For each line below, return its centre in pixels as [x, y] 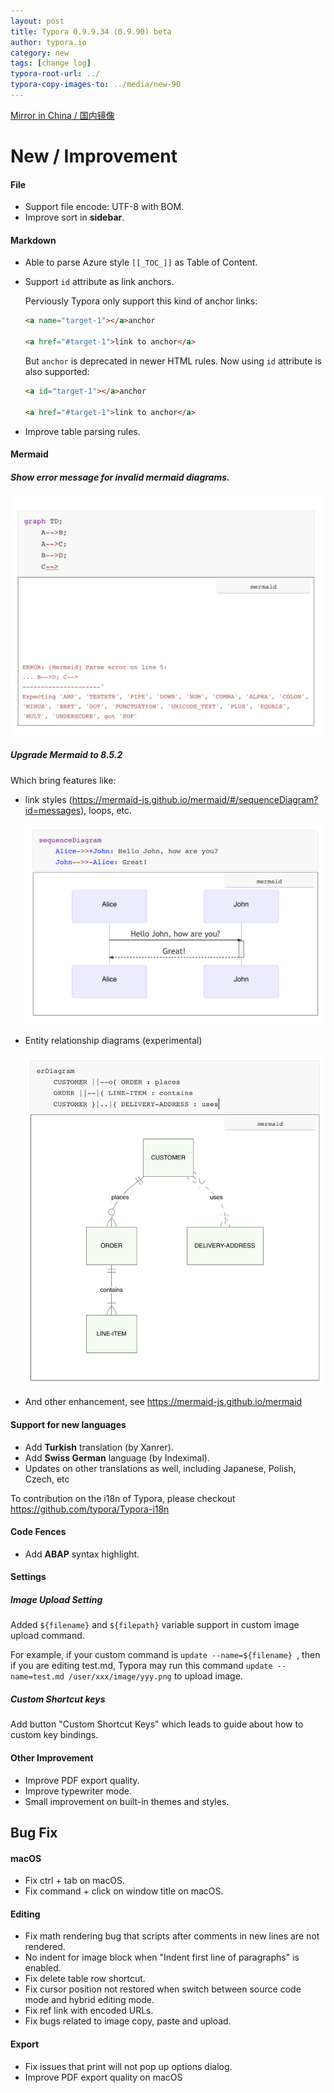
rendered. [45, 1947]
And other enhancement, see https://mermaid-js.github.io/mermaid [163, 1402]
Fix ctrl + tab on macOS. [75, 1881]
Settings [28, 1577]
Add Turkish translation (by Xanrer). [99, 1447]
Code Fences [38, 1532]
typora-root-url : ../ [55, 74]
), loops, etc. [106, 810]
